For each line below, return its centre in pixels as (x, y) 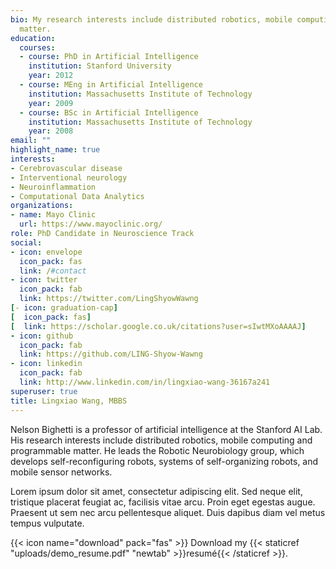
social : (26, 242)
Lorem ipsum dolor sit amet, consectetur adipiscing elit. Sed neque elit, (156, 491)
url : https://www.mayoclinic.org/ (91, 224)
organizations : (42, 206)
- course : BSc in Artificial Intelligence (109, 112)
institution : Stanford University (100, 66)
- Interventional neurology (69, 177)
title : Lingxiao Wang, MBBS (69, 401)
